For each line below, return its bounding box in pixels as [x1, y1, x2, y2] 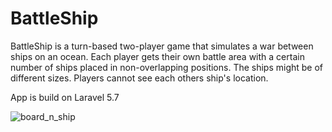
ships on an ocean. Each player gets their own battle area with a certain [10, 50, 305, 62]
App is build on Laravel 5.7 [10, 91, 120, 103]
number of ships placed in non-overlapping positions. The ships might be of [10, 61, 324, 73]
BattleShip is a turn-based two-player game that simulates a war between [10, 40, 314, 52]
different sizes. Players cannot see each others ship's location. [10, 72, 269, 84]
